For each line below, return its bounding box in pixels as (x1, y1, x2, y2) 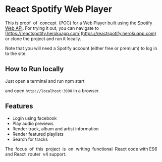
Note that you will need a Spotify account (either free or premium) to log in (5, 45, 158, 51)
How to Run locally (5, 65, 64, 73)
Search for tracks (12, 136, 48, 142)
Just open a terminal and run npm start (5, 78, 85, 84)
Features (5, 102, 33, 110)
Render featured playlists (12, 131, 64, 137)
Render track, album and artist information (12, 125, 99, 132)
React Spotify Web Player (5, 3, 112, 15)
